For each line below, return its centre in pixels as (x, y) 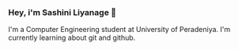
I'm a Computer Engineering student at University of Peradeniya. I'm (119, 30)
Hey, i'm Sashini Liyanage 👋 (62, 12)
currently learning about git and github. (72, 37)
